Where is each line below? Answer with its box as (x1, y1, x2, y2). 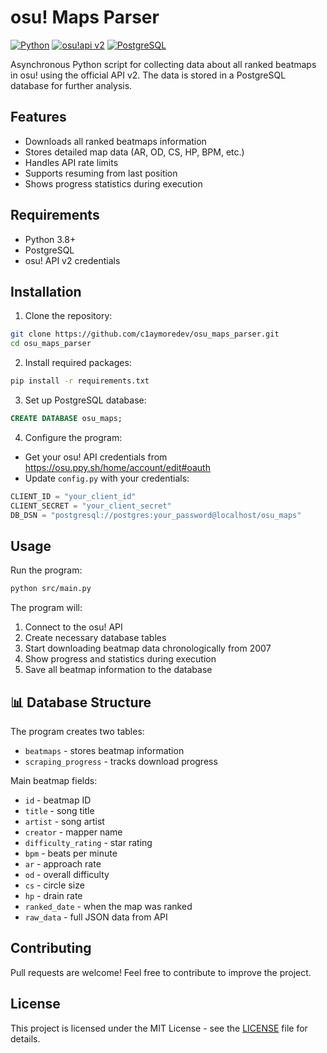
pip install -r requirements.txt (10, 376, 150, 386)
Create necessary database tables (24, 632, 167, 644)
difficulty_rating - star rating (24, 837, 153, 848)
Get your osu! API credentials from (24, 451, 168, 463)
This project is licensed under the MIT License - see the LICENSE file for (10, 1022, 308, 1034)
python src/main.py (10, 584, 92, 594)
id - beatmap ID (24, 794, 92, 806)
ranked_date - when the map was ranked (24, 901, 193, 912)
